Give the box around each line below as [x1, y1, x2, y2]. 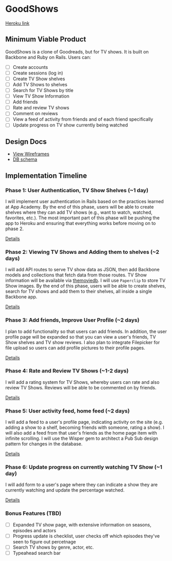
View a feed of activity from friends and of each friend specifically [12, 116, 154, 122]
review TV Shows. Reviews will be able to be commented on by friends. [5, 384, 157, 390]
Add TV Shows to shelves [12, 81, 68, 87]
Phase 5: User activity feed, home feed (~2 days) [5, 407, 130, 414]
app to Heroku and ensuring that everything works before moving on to [5, 220, 156, 226]
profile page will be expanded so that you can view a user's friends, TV [5, 333, 156, 340]
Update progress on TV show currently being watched [12, 122, 128, 128]
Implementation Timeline [5, 171, 87, 180]
